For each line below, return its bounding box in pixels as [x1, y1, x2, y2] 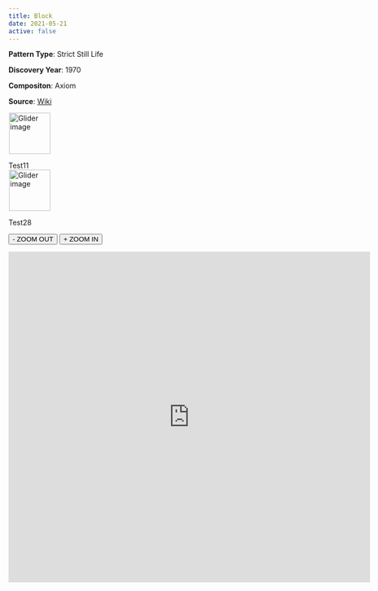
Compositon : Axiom [8, 81, 77, 90]
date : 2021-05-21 [8, 20, 68, 28]
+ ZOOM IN [63, 235, 99, 244]
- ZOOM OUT [12, 235, 54, 244]
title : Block [8, 11, 53, 20]
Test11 [8, 160, 29, 171]
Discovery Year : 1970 [8, 65, 81, 75]
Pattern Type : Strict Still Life [8, 50, 103, 59]
